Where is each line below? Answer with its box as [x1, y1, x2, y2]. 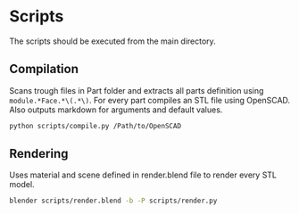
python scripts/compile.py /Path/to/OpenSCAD [9, 121, 181, 130]
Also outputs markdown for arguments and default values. [9, 104, 223, 115]
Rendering [9, 146, 69, 161]
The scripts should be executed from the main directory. [9, 36, 216, 46]
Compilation [9, 62, 79, 77]
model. [9, 179, 35, 190]
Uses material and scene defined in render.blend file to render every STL [9, 169, 278, 180]
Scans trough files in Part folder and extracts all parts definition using [9, 85, 264, 95]
